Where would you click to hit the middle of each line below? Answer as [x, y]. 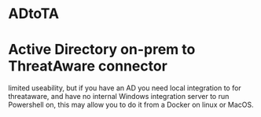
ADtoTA [34, 14]
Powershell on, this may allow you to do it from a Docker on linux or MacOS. [131, 105]
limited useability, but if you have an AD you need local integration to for [125, 88]
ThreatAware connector [88, 66]
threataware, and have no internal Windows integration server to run [119, 97]
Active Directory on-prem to [102, 50]
